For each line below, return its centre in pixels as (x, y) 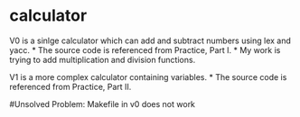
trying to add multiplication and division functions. (103, 59)
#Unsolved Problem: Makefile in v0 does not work (103, 103)
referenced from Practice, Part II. (70, 86)
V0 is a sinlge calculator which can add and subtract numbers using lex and (150, 40)
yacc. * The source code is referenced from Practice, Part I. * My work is (145, 49)
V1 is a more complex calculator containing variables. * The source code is (148, 76)
